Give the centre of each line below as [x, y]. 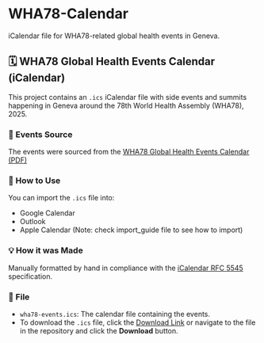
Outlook [33, 222]
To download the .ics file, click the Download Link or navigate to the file [138, 322]
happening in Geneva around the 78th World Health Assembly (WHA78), [126, 105]
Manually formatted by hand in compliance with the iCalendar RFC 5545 [126, 268]
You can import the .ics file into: [61, 198]
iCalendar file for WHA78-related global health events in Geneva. [114, 36]
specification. [31, 276]
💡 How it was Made [46, 250]
